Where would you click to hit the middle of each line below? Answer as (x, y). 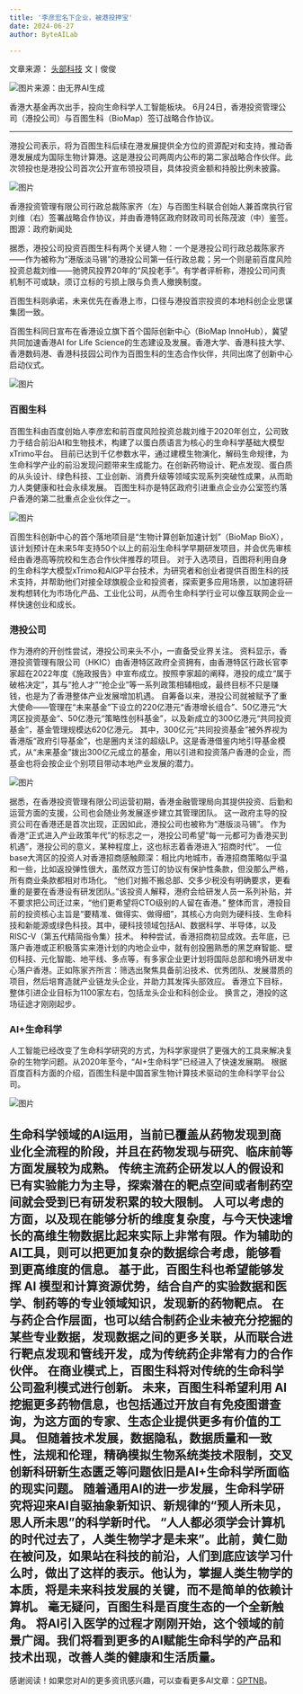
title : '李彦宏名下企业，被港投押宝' (71, 18)
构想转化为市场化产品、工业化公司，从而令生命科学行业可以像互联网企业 (151, 593)
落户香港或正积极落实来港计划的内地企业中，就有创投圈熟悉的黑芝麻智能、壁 (151, 947)
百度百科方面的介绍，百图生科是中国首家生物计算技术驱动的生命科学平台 (143, 1073)
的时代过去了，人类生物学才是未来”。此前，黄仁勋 (148, 1539)
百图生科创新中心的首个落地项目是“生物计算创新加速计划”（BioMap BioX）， (149, 537)
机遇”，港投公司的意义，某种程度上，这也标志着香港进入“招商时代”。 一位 (146, 846)
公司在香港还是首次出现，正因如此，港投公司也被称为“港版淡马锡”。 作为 (151, 824)
